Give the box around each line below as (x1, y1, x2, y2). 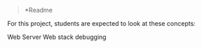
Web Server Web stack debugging (7, 33, 107, 41)
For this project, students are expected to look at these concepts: (7, 19, 196, 27)
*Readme (24, 6, 53, 14)
